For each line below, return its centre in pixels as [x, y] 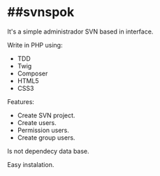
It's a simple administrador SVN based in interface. [80, 31]
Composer [32, 73]
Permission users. [43, 130]
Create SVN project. [46, 115]
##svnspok [41, 12]
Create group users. [46, 138]
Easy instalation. [31, 164]
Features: [21, 101]
